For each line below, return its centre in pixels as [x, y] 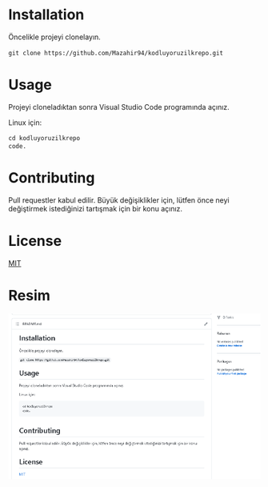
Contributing [52, 178]
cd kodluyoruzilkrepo [44, 138]
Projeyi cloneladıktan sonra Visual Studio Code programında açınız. [119, 107]
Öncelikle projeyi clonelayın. [55, 37]
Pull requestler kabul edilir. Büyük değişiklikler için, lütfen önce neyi [119, 200]
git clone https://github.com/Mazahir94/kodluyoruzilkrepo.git [116, 53]
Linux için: [25, 123]
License [35, 241]
